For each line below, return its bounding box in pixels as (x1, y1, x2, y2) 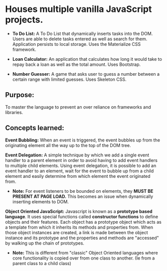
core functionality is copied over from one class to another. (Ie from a (12, 255, 155, 261)
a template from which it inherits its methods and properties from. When (5, 224, 154, 230)
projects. (5, 14, 43, 25)
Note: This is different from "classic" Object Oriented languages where (12, 250, 158, 256)
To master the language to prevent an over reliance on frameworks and (5, 104, 151, 110)
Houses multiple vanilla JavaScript (5, 3, 152, 15)
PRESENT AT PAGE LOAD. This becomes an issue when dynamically (12, 193, 154, 199)
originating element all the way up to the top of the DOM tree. (5, 142, 131, 148)
